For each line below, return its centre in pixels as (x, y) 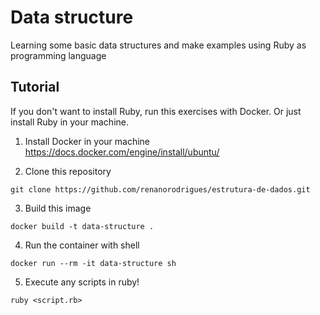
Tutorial (35, 87)
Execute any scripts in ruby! (82, 282)
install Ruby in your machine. (70, 122)
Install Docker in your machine (87, 141)
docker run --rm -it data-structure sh (93, 263)
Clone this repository (68, 171)
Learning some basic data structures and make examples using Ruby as (158, 45)
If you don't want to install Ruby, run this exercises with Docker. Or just (156, 111)
